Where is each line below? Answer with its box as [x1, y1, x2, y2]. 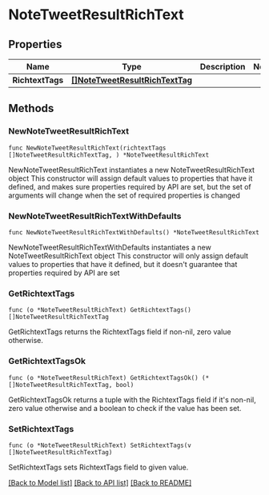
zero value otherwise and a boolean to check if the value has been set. [8, 403, 242, 413]
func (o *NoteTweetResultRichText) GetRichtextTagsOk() [8, 373, 199, 381]
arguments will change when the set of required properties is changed [8, 190, 240, 200]
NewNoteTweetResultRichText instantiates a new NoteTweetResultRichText [8, 165, 255, 174]
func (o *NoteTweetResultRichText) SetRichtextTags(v [8, 441, 192, 449]
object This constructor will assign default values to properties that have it [8, 174, 253, 183]
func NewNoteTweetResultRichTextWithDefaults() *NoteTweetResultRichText [8, 228, 260, 237]
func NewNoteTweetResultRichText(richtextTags [8, 144, 167, 152]
